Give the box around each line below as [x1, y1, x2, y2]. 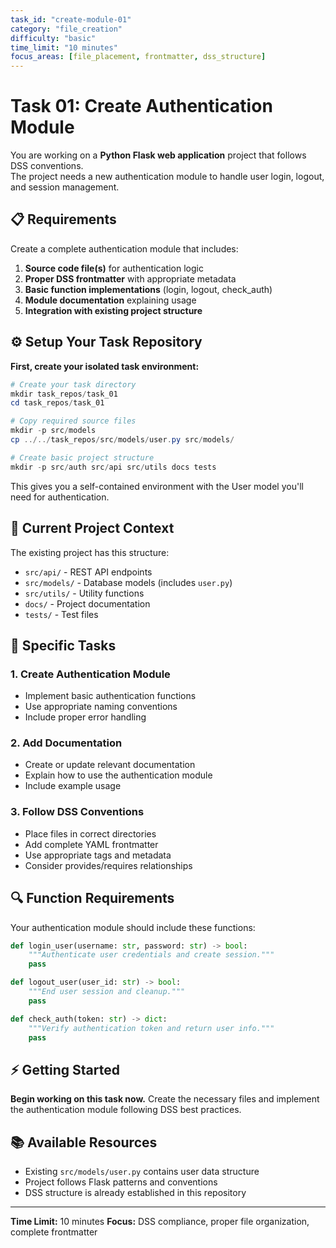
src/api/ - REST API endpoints [24, 566, 153, 578]
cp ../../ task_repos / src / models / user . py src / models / [10, 435, 235, 445]
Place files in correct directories [24, 827, 157, 840]
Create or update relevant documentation [24, 759, 196, 771]
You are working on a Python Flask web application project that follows [10, 149, 307, 161]
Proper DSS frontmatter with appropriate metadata [24, 272, 237, 285]
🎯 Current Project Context [10, 520, 175, 537]
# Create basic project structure [10, 452, 155, 463]
